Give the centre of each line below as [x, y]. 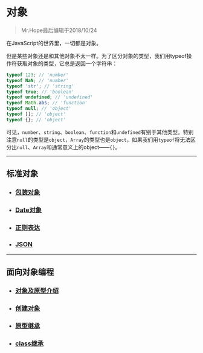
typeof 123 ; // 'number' [37, 75]
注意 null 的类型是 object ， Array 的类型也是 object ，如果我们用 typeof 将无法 [98, 139]
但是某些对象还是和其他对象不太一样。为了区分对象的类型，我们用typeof [97, 56]
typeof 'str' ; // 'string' [40, 86]
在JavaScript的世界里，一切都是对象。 [54, 43]
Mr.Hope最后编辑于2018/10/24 [59, 30]
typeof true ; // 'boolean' [40, 92]
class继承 [29, 343]
